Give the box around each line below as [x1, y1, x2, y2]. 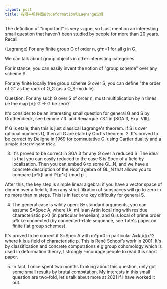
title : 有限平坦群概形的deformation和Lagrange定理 [5, 12, 104, 17]
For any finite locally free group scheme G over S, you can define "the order [5, 80, 161, 86]
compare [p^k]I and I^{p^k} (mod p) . [12, 171, 88, 177]
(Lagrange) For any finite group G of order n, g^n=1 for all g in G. [5, 46, 137, 52]
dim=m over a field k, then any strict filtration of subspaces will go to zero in [5, 186, 161, 192]
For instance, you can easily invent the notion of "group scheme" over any [5, 65, 158, 71]
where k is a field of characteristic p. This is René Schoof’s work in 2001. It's [5, 238, 162, 244]
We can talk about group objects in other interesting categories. [5, 55, 136, 61]
